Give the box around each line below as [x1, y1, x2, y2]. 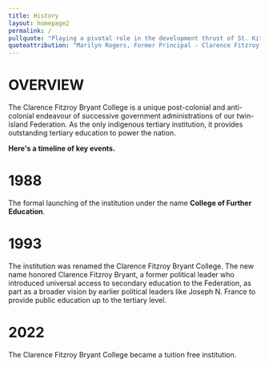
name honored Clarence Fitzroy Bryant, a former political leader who [8, 269, 235, 279]
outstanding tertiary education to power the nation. [8, 128, 176, 138]
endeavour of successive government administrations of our [35, 111, 235, 121]
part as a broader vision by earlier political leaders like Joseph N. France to [8, 286, 256, 296]
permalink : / [8, 26, 52, 34]
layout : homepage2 [8, 19, 70, 27]
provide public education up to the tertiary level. [8, 295, 167, 304]
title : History [8, 11, 59, 20]
